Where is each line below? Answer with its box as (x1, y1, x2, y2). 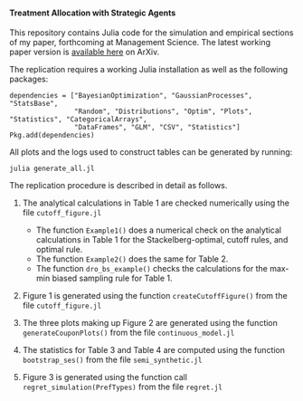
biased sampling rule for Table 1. (52, 272, 174, 284)
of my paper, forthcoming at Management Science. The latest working (9, 37, 271, 48)
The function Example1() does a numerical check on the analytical (35, 224, 282, 235)
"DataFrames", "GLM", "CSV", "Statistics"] (73, 123, 241, 132)
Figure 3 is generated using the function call (22, 372, 188, 383)
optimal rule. (35, 244, 83, 255)
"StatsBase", (9, 100, 59, 109)
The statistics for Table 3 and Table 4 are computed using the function (22, 345, 286, 356)
